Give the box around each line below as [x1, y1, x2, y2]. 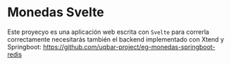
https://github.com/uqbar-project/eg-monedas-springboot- [43, 42, 216, 51]
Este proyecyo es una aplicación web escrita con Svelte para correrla [7, 28, 210, 36]
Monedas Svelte [7, 4, 104, 20]
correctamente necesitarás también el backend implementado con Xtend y [7, 35, 224, 43]
